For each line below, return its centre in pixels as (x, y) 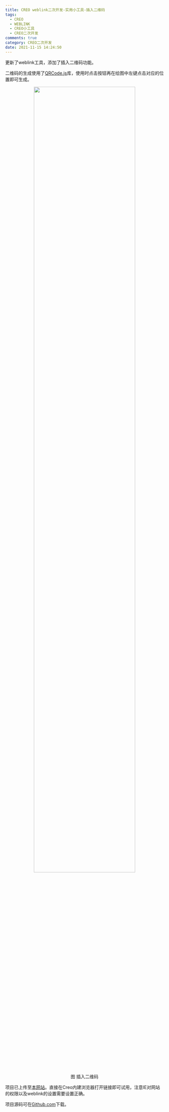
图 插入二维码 (84, 1076)
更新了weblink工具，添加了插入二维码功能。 (51, 62)
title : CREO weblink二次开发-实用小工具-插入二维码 (55, 10)
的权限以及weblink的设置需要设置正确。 (46, 1093)
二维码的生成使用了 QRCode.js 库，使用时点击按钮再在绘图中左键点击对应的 (82, 73)
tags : (11, 15)
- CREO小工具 (22, 29)
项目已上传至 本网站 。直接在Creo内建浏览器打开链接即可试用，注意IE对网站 (82, 1087)
